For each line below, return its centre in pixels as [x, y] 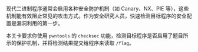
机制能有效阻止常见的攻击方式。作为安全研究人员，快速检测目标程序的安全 [96, 16]
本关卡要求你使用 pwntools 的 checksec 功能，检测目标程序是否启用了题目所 [97, 36]
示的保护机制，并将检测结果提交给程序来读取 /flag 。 [70, 43]
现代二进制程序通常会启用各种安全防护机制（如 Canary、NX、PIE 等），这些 [98, 8]
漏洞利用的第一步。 [39, 23]
